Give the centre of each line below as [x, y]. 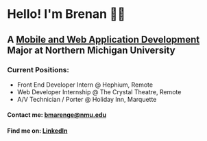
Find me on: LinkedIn [37, 131]
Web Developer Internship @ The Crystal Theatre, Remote [99, 91]
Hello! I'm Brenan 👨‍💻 [66, 14]
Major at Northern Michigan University [92, 50]
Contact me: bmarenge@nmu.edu [57, 115]
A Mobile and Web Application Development [103, 40]
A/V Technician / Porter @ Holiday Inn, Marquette [87, 99]
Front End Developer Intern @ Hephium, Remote [85, 85]
